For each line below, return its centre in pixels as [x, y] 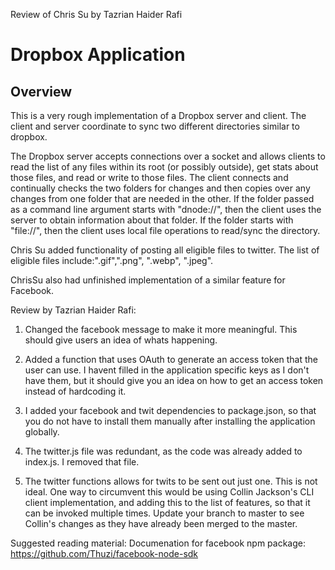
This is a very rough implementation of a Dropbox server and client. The [158, 115]
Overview [41, 91]
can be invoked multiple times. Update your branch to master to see [164, 513]
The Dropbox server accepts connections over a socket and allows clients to [168, 156]
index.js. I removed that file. [82, 462]
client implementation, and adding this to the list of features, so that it [167, 502]
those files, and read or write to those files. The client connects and [149, 177]
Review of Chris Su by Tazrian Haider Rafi [96, 14]
